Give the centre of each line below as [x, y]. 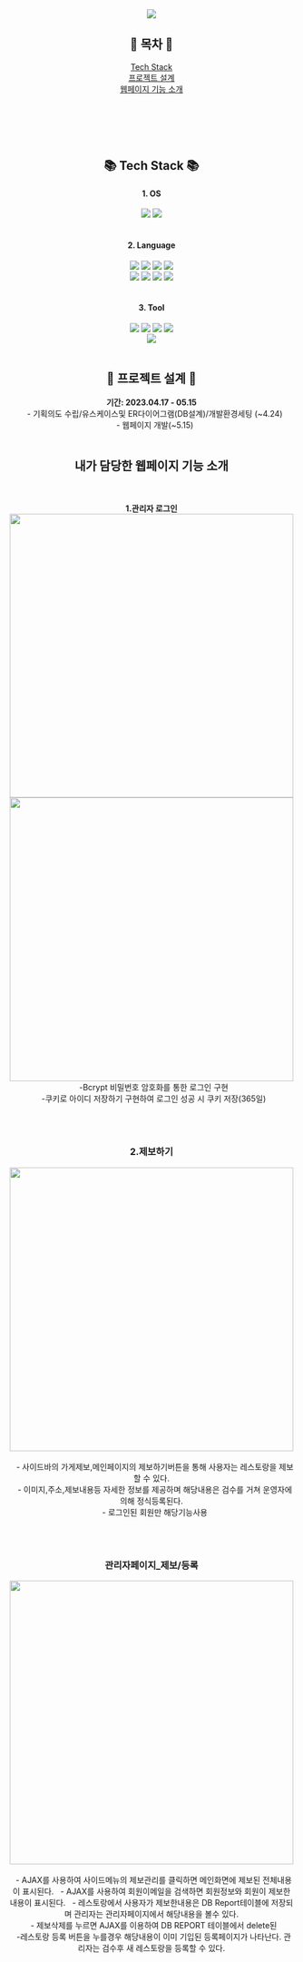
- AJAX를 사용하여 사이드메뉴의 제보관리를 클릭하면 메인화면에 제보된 [138, 1880]
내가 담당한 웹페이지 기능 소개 [151, 466]
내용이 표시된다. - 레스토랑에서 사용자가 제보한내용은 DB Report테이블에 [139, 1903]
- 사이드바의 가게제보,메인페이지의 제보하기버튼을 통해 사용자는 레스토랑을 [147, 1466]
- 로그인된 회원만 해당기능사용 [155, 1512]
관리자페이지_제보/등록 [151, 1565]
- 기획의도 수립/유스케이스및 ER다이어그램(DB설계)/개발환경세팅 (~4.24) [155, 413]
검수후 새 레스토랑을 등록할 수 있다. [164, 1948]
